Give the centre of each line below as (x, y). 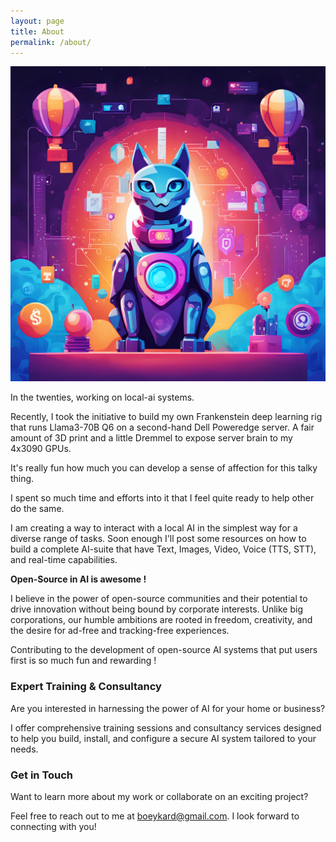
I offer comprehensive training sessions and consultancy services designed (166, 727)
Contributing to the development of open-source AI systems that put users (164, 650)
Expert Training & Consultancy (86, 687)
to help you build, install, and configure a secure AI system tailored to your (163, 738)
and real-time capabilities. (64, 560)
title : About (37, 31)
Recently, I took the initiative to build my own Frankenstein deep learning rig (166, 417)
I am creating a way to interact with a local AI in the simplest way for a (154, 528)
